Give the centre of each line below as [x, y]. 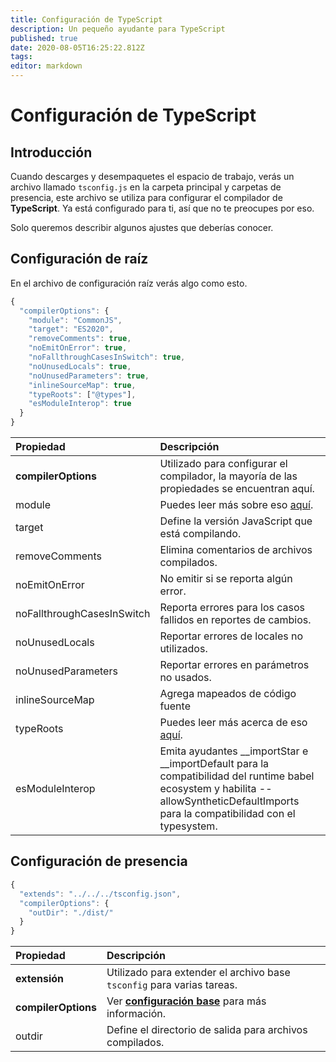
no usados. [185, 678]
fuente [175, 706]
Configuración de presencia [99, 861]
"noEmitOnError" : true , [78, 348]
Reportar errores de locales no [231, 636]
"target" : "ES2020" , [71, 329]
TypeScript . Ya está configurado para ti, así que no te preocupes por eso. [162, 208]
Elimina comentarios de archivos [236, 550]
